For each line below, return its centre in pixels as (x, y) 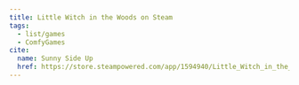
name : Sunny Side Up (55, 58)
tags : (19, 26)
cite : (19, 50)
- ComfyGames (41, 42)
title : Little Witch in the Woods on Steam (91, 17)
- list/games (41, 34)
